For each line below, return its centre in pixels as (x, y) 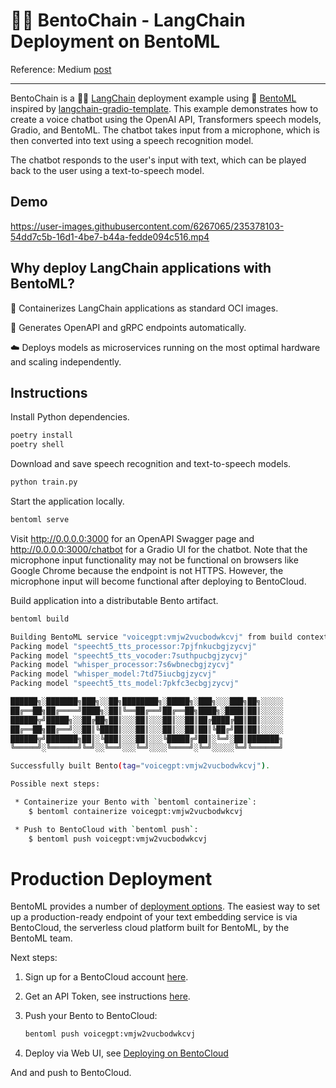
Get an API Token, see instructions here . (107, 996)
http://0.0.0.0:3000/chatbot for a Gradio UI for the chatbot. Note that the (159, 549)
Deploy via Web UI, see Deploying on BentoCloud (126, 1053)
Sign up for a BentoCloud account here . (106, 977)
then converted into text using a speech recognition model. (132, 140)
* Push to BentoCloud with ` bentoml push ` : (106, 829)
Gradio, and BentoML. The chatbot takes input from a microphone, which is (165, 130)
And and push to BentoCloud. (71, 1073)
